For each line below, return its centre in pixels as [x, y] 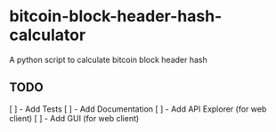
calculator [48, 35]
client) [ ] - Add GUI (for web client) [74, 118]
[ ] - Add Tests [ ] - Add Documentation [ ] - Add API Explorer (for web [138, 109]
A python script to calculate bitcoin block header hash [108, 59]
